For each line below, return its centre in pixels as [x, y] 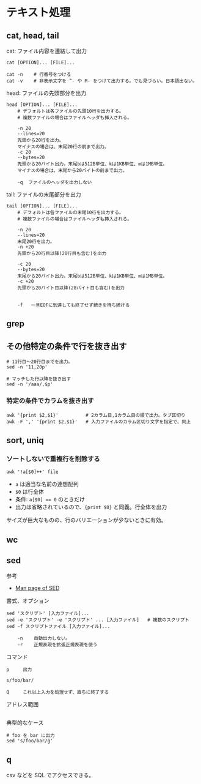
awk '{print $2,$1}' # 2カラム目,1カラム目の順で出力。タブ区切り [96, 415]
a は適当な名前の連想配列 [47, 484]
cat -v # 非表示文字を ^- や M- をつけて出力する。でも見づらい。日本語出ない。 [102, 81]
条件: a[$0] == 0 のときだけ [50, 499]
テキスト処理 [38, 13]
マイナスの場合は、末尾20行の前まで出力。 [63, 147]
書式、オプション [28, 601]
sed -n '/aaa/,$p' [30, 384]
